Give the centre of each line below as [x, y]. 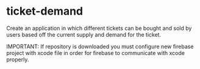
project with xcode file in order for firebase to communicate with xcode [95, 53]
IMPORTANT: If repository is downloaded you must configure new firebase [100, 46]
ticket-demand [45, 11]
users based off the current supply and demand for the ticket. [84, 34]
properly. [18, 59]
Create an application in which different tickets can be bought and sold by [99, 28]
